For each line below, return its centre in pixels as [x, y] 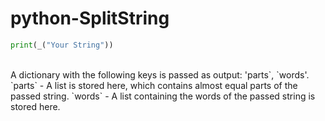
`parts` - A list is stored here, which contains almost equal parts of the [154, 85]
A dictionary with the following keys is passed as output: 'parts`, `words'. [160, 74]
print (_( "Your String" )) [62, 45]
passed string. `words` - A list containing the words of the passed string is [163, 96]
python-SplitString [90, 18]
